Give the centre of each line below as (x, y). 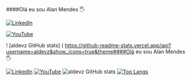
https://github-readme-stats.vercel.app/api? (118, 45)
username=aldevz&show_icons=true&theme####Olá (70, 52)
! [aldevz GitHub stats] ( (35, 45)
